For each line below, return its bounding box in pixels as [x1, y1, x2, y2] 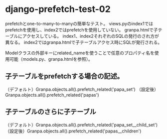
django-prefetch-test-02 [5, 3, 111, 15]
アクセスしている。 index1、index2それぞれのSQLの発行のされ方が [22, 33, 160, 39]
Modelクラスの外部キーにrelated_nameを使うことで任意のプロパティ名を [5, 50, 155, 56]
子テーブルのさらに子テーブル [5, 108, 96, 116]
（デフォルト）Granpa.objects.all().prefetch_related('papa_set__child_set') [5, 122, 158, 128]
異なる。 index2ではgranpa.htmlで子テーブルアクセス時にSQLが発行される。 [5, 39, 163, 45]
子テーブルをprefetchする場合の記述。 [5, 72, 124, 81]
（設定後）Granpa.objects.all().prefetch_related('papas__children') [5, 128, 142, 134]
